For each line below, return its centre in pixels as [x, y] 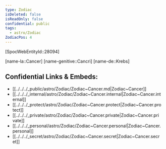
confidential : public [28, 24]
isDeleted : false [23, 14]
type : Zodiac [19, 10]
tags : [11, 28]
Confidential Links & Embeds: [52, 77]
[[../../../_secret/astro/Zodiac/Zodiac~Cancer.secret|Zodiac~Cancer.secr [86, 136]
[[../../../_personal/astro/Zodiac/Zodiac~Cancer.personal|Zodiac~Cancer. [86, 126]
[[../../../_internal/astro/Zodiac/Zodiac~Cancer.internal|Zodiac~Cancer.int [86, 94]
